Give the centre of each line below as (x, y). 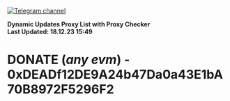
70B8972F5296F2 (61, 90)
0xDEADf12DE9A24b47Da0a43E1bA (115, 75)
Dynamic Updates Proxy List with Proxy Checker (79, 24)
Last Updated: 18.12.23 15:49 (50, 32)
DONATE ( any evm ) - (69, 60)
